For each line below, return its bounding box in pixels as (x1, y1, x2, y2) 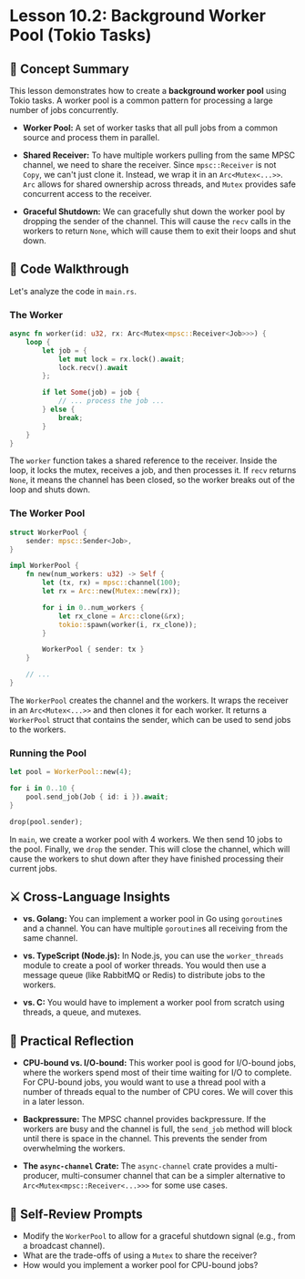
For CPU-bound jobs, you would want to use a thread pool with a (22, 1077, 267, 1088)
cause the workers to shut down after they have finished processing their (9, 853, 284, 864)
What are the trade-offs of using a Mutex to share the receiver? (22, 1250, 258, 1261)
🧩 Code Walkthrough (9, 262, 129, 277)
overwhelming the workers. (22, 1143, 126, 1154)
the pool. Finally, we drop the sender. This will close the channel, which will (9, 843, 290, 854)
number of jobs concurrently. (9, 105, 119, 115)
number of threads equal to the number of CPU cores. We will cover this (22, 1087, 294, 1098)
